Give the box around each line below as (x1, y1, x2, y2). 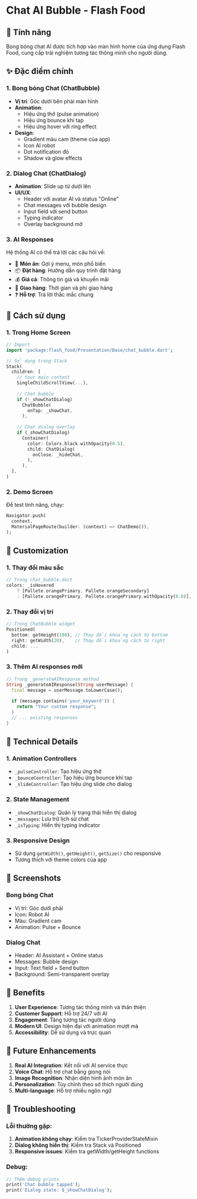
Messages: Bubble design (14, 958, 78, 965)
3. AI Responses (6, 235, 54, 243)
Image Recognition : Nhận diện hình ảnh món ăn (14, 1074, 132, 1082)
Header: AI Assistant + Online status (14, 952, 104, 959)
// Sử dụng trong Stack (6, 358, 67, 364)
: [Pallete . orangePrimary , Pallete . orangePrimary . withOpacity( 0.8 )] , (17, 594, 192, 600)
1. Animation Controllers (6, 754, 77, 762)
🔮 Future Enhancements (6, 1046, 96, 1056)
